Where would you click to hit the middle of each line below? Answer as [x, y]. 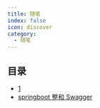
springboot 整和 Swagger [55, 97]
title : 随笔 [24, 14]
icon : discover [30, 27]
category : [22, 34]
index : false [27, 21]
